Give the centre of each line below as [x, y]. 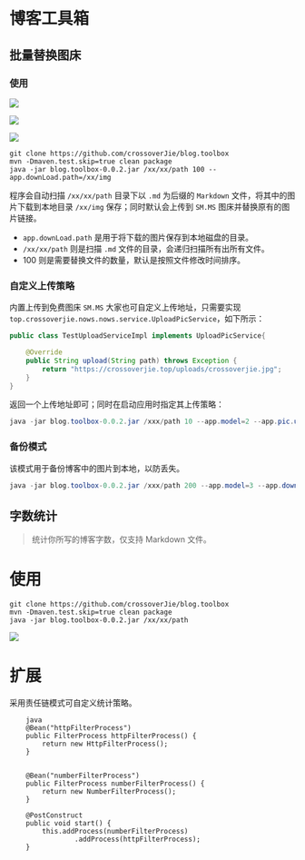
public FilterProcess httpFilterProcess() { [111, 736]
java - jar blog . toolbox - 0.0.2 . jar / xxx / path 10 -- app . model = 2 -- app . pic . [152, 422]
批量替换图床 [45, 55]
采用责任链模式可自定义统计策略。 [73, 703]
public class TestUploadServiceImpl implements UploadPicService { [138, 336]
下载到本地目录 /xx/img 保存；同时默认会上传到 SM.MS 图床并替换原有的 [149, 206]
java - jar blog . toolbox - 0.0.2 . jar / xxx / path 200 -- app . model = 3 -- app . [146, 485]
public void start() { [69, 824]
